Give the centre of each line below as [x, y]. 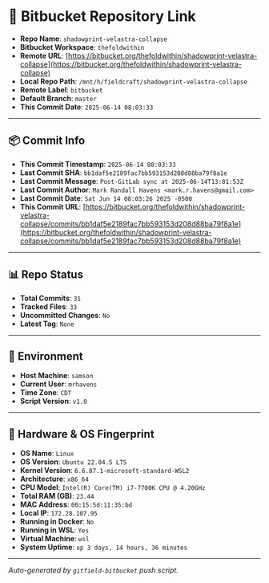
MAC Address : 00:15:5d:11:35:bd [76, 504]
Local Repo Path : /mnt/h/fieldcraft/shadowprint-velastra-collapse [134, 81]
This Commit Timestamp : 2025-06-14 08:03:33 [98, 164]
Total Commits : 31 [50, 298]
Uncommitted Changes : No [65, 315]
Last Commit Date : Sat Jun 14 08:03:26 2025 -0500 [106, 198]
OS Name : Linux [47, 454]
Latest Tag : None [47, 324]
